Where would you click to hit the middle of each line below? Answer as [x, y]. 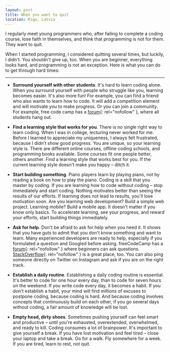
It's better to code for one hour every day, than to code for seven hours [87, 280]
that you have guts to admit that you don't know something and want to [87, 233]
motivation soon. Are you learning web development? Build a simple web [88, 202]
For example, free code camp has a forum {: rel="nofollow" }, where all [86, 112]
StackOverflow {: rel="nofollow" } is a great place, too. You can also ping [88, 254]
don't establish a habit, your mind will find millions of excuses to [79, 291]
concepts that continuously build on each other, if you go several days [86, 302]
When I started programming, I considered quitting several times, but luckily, [85, 54]
